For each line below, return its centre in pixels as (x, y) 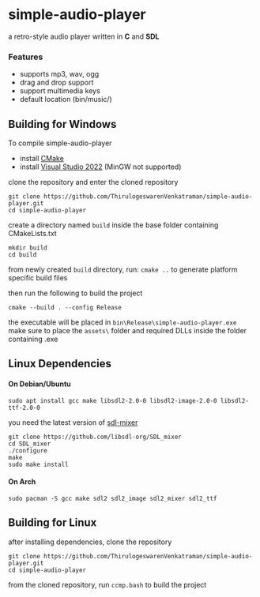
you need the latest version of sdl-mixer (73, 422)
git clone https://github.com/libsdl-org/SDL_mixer (95, 437)
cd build (23, 255)
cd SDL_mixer (30, 444)
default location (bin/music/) (66, 99)
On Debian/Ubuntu (40, 384)
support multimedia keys (60, 91)
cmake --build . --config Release (65, 308)
